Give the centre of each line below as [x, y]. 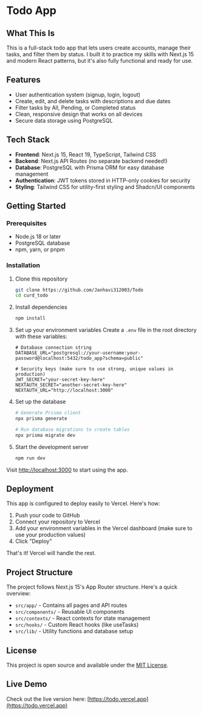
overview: [19, 594]
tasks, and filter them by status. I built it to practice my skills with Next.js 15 [100, 54]
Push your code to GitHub [47, 516]
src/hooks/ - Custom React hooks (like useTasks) [77, 625]
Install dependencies [41, 307]
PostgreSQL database [43, 243]
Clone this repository [41, 279]
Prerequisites [26, 223]
